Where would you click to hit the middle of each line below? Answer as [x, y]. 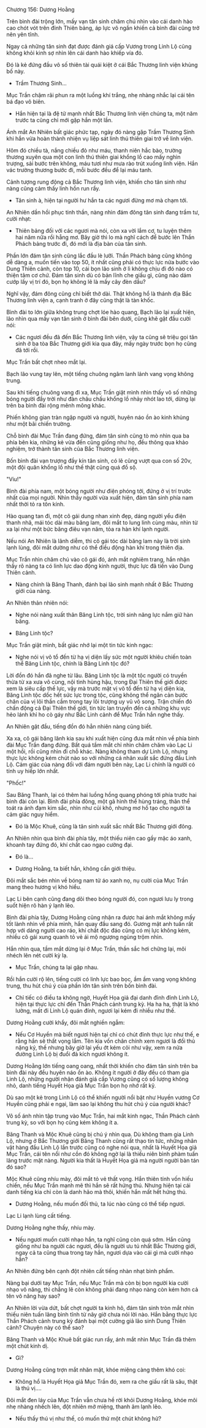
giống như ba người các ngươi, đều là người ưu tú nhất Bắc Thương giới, [105, 1246]
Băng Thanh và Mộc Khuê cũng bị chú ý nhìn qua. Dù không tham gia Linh [100, 1134]
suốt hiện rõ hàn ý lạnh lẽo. [40, 905]
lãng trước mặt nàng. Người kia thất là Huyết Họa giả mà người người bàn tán [103, 1160]
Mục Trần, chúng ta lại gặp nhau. [57, 967]
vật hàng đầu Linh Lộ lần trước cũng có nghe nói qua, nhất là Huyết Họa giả [102, 1147]
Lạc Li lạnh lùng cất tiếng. [39, 1216]
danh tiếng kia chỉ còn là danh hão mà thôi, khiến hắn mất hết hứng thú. [97, 1192]
